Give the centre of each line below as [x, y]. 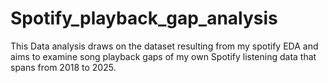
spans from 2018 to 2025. [63, 67]
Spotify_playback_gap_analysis [144, 18]
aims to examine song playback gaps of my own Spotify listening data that [163, 56]
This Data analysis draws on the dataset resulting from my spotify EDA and [164, 46]
